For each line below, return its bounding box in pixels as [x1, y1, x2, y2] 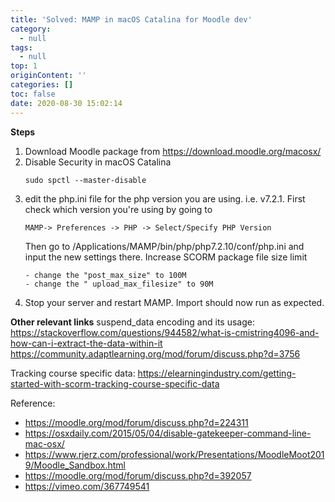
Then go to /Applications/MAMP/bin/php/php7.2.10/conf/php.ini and [24, 240, 305, 252]
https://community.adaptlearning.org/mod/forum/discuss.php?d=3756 [10, 347, 301, 360]
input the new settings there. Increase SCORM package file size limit [24, 251, 308, 263]
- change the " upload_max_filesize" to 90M [24, 279, 214, 289]
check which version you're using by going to [24, 203, 213, 215]
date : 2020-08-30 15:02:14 [10, 98, 123, 108]
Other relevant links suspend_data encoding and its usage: [10, 316, 255, 328]
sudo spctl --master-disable [24, 175, 147, 185]
